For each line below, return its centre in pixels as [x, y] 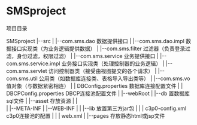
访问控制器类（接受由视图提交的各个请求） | [102, 71]
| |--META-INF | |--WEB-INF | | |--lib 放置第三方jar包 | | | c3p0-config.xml [96, 108]
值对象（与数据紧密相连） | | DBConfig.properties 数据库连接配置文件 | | [95, 86]
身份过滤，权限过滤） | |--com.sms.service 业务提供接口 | [87, 56]
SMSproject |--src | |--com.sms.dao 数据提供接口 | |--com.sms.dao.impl [95, 41]
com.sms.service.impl [33, 63]
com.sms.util [22, 78]
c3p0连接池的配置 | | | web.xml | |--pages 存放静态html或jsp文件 [86, 115]
